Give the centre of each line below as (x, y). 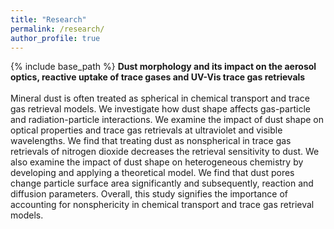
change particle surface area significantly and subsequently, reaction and (162, 183)
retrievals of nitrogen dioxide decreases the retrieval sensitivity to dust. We (165, 152)
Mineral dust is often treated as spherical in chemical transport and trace (160, 98)
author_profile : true (55, 38)
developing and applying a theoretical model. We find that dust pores (152, 173)
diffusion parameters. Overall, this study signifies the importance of (149, 194)
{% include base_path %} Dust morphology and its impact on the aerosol (163, 67)
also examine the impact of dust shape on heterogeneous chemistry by (157, 162)
